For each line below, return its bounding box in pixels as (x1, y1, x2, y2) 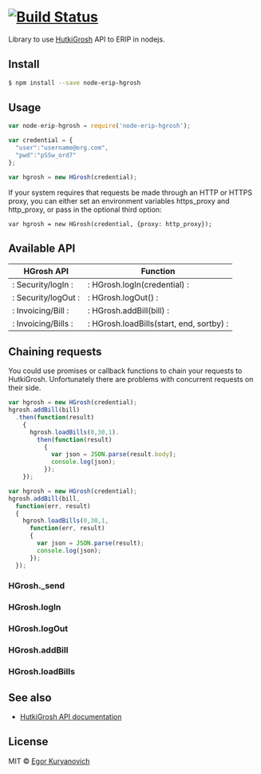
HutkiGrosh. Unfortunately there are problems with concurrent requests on (8, 375, 254, 384)
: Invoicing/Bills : (12, 318, 73, 329)
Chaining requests (8, 344, 102, 359)
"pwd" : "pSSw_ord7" (15, 152, 77, 160)
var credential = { (8, 137, 73, 145)
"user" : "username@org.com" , (15, 144, 109, 152)
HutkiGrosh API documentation (19, 712, 122, 721)
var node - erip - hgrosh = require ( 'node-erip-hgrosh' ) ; (8, 122, 192, 130)
